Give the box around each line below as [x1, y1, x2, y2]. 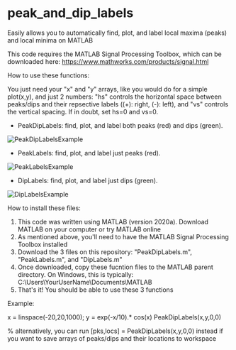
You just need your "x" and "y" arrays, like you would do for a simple [7, 84, 208, 93]
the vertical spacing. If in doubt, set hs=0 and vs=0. [7, 107, 158, 116]
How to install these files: [7, 204, 82, 212]
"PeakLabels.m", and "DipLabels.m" [17, 255, 123, 263]
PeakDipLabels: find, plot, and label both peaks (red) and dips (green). [17, 121, 223, 129]
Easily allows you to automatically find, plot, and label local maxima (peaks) [7, 28, 227, 37]
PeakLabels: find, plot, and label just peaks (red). [17, 148, 161, 157]
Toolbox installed [17, 240, 68, 248]
